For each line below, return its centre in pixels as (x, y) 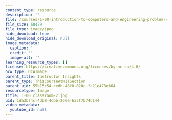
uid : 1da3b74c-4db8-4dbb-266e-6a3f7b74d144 (52, 100)
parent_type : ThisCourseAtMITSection (46, 81)
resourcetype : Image (27, 91)
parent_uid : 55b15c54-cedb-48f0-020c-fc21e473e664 (60, 86)
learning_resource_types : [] (36, 62)
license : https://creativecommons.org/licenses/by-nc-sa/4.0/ (73, 67)
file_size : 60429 (24, 24)
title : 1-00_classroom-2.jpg (36, 95)
